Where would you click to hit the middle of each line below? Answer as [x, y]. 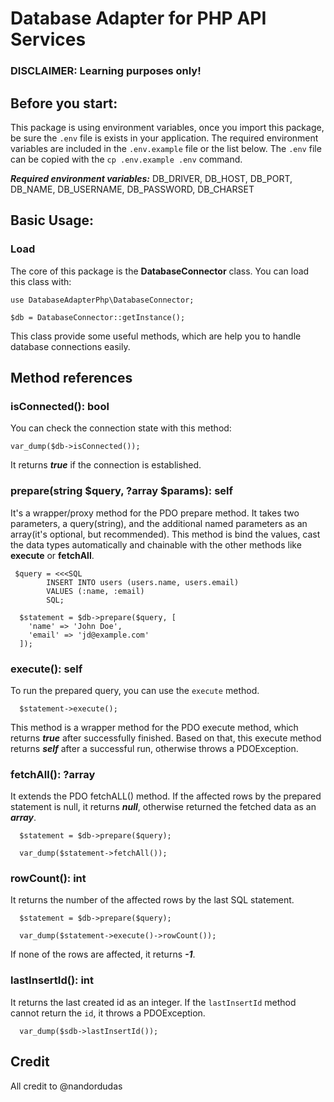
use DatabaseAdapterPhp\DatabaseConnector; [102, 300]
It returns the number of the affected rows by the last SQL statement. [152, 900]
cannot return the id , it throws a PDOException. [108, 1013]
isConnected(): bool [60, 406]
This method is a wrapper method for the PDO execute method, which [154, 727]
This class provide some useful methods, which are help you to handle [156, 336]
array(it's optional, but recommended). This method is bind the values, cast [165, 534]
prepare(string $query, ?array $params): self [121, 491]
